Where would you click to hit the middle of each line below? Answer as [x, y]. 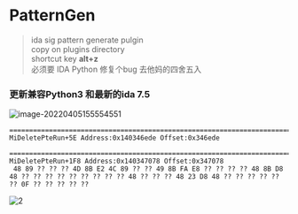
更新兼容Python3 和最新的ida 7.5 [80, 94]
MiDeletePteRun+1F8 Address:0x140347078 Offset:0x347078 [117, 161]
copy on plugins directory [78, 49]
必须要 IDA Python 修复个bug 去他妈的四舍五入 [116, 69]
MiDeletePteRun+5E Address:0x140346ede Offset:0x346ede [114, 138]
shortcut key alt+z [65, 58]
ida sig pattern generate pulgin [87, 40]
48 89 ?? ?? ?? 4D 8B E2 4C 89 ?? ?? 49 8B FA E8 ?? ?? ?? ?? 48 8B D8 [148, 169]
